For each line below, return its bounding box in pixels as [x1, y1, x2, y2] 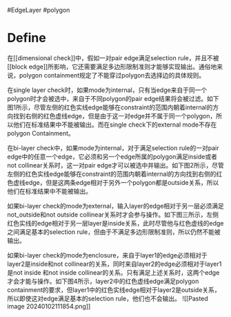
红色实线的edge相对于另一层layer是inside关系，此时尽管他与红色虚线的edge [7, 219, 224, 227]
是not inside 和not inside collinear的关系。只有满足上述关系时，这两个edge [7, 268, 220, 276]
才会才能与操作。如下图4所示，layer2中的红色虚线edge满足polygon [7, 277, 199, 285]
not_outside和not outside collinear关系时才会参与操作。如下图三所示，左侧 [7, 210, 219, 219]
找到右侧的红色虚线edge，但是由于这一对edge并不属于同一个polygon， [12, 111, 217, 120]
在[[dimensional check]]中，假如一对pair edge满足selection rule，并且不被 [7, 53, 219, 62]
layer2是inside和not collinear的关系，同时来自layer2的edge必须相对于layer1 [7, 260, 222, 268]
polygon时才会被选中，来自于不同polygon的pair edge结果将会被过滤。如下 [7, 94, 219, 102]
